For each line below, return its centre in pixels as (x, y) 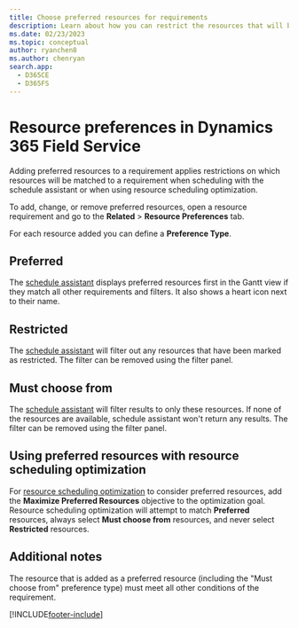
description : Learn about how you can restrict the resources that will (146, 26)
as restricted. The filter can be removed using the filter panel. (121, 360)
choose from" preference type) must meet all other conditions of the (134, 587)
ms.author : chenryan (47, 59)
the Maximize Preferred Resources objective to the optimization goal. (137, 500)
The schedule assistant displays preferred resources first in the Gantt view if (149, 283)
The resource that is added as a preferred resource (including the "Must (141, 578)
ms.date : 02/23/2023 (47, 34)
